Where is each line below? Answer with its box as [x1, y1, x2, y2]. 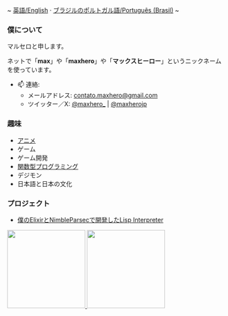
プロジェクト [7, 199, 51, 208]
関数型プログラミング [17, 162, 78, 170]
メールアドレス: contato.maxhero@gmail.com [27, 91, 158, 99]
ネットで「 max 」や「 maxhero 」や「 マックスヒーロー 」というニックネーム [7, 57, 222, 65]
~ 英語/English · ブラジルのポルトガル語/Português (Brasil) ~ [7, 6, 179, 14]
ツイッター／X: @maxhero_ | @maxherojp [27, 100, 148, 108]
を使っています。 [7, 65, 55, 74]
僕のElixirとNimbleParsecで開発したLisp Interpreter [17, 215, 164, 224]
